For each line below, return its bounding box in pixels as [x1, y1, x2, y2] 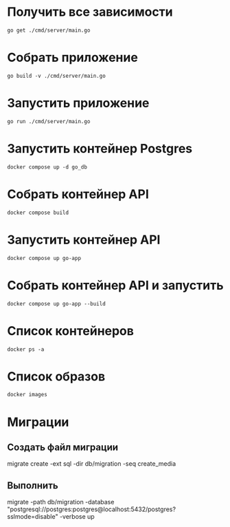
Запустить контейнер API [7, 232, 161, 248]
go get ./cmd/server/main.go [7, 27, 91, 34]
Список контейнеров [7, 323, 134, 338]
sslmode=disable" [7, 513, 58, 521]
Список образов [7, 369, 106, 384]
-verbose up [59, 513, 95, 521]
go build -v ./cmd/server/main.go [7, 72, 106, 79]
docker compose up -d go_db [7, 163, 88, 171]
